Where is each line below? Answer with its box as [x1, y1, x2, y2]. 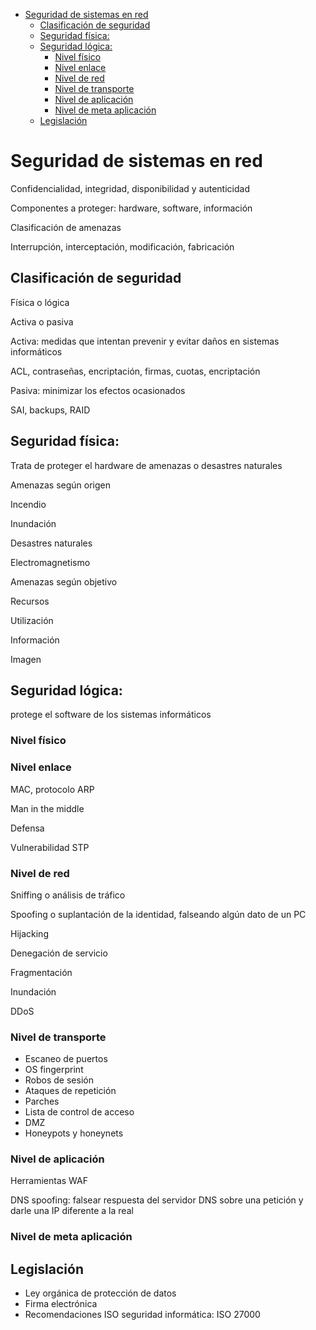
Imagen [10, 653, 42, 665]
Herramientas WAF [10, 1175, 89, 1187]
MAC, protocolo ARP [10, 783, 95, 795]
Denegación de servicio [10, 947, 108, 959]
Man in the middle [10, 802, 85, 814]
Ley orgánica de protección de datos [24, 1287, 177, 1299]
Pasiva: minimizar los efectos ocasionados [10, 384, 186, 396]
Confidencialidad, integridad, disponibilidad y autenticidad [10, 182, 250, 194]
